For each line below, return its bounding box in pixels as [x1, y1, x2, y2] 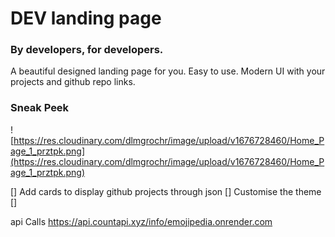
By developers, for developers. [10, 43, 164, 57]
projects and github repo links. [10, 76, 136, 88]
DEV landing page [10, 7, 162, 30]
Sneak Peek [10, 101, 70, 115]
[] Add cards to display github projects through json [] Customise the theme [10, 185, 322, 197]
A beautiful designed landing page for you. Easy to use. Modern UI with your [10, 65, 326, 77]
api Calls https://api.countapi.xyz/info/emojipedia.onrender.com [10, 215, 273, 227]
